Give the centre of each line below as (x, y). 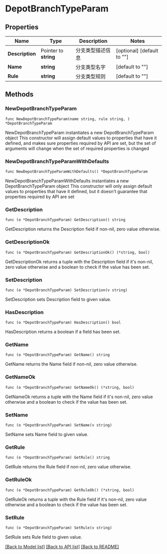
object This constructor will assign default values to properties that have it (81, 138)
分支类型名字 (90, 67)
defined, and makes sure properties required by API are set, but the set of (81, 143)
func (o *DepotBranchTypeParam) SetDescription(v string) (66, 290)
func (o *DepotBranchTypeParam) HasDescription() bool (63, 323)
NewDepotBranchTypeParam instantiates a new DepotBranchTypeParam (80, 132)
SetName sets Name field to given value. (47, 435)
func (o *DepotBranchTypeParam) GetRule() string (58, 458)
